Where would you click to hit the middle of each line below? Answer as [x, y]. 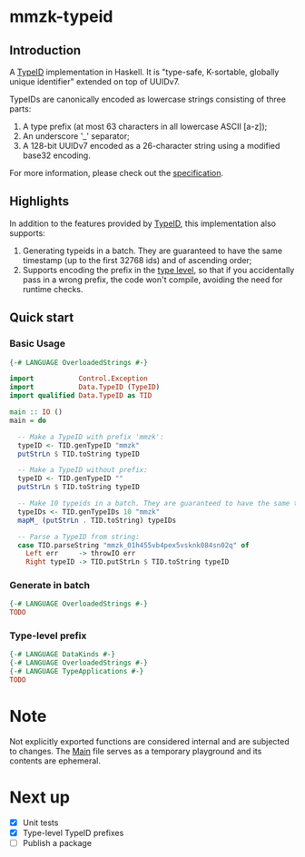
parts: [20, 109]
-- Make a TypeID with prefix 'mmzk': [91, 437]
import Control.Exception [79, 379]
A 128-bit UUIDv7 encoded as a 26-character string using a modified [151, 146]
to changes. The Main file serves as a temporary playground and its [136, 751]
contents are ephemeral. [55, 761]
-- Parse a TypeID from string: [79, 537]
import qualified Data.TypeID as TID [81, 396]
